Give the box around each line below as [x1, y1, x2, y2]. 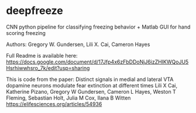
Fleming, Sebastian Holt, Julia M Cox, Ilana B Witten [6, 94, 131, 101]
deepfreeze [6, 4, 63, 17]
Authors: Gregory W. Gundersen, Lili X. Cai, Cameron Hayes [6, 41, 150, 48]
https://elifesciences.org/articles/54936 [6, 100, 102, 107]
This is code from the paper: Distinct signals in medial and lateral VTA [6, 76, 174, 83]
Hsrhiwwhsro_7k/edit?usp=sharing [6, 64, 90, 71]
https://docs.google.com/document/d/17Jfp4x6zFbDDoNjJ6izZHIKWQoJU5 [6, 58, 189, 65]
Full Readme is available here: [6, 52, 78, 59]
